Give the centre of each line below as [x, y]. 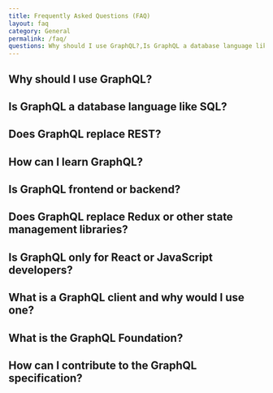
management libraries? [68, 229]
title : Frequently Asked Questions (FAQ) [80, 16]
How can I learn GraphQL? [76, 162]
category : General [39, 31]
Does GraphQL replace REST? [85, 134]
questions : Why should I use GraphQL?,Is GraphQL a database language [130, 46]
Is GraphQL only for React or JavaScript [111, 257]
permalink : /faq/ [38, 39]
